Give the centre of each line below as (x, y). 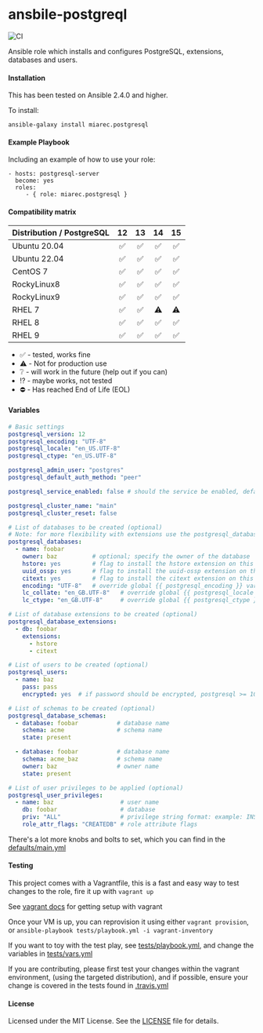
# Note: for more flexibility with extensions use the (99, 535)
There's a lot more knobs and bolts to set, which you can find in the (117, 839)
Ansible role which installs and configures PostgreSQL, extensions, (116, 51)
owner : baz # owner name (90, 766)
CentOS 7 (30, 271)
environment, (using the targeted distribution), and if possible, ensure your (128, 977)
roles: (26, 188)
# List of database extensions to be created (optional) (103, 615)
